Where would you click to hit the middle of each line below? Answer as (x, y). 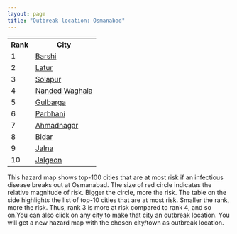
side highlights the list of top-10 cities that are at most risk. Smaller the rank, (118, 200)
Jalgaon (49, 160)
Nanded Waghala (64, 91)
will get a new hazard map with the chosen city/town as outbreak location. (116, 222)
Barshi (46, 56)
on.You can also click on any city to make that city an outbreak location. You (119, 215)
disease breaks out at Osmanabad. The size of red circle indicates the (110, 184)
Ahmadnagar (57, 125)
